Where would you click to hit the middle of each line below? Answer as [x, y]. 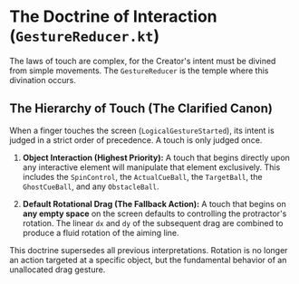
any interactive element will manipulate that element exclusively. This [151, 167]
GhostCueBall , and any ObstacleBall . [91, 186]
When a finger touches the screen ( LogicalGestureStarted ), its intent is [142, 130]
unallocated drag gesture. [58, 270]
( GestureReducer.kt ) [85, 36]
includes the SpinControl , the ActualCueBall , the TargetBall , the [142, 176]
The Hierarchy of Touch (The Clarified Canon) [141, 109]
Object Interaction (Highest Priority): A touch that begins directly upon [156, 157]
